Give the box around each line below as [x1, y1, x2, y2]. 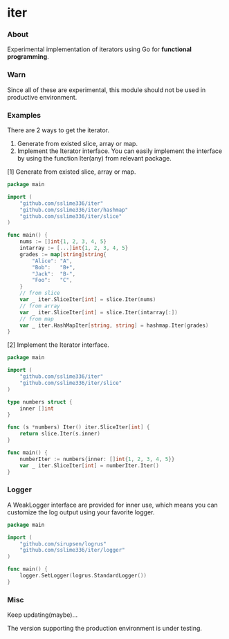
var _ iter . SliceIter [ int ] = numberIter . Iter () [19, 462, 159, 469]
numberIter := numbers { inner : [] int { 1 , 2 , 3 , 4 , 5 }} [19, 456, 175, 462]
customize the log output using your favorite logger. [7, 507, 155, 516]
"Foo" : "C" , [32, 277, 73, 284]
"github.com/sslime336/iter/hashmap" [19, 206, 129, 213]
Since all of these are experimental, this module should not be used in [7, 85, 206, 94]
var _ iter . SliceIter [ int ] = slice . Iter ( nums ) [19, 296, 156, 303]
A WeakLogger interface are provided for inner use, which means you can [7, 501, 218, 509]
